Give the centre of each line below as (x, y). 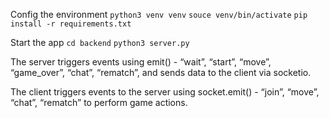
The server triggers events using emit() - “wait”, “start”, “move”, (141, 62)
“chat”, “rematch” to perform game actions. (99, 102)
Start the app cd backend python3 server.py (100, 42)
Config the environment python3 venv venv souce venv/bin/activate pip (159, 14)
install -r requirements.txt (71, 24)
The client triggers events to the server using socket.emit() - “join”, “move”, (165, 92)
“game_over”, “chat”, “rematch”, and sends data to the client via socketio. (161, 72)
